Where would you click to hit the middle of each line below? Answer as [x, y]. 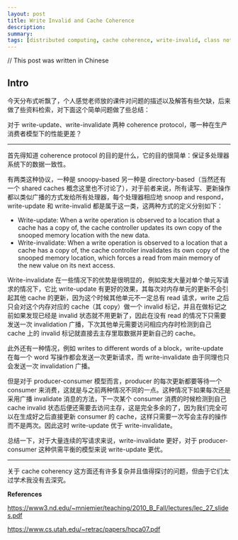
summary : [20, 34]
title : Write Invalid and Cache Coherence [71, 21]
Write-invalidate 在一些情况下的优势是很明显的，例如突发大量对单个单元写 [115, 280]
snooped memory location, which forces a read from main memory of [119, 258]
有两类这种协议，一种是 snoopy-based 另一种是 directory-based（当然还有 [117, 179]
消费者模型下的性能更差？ [45, 133]
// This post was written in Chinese [58, 60]
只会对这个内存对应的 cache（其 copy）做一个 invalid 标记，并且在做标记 [114, 307]
